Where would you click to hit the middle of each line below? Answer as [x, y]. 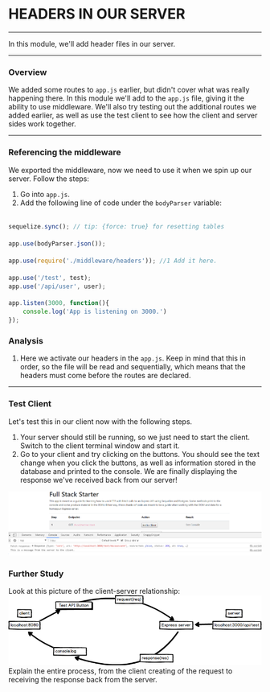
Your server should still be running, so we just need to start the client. [135, 437]
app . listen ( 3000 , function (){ [59, 303]
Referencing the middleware [65, 152]
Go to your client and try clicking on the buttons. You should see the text [139, 454]
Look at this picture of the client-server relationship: [94, 591]
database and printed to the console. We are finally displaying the [129, 471]
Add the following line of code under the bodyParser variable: [121, 203]
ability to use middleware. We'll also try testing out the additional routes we [133, 107]
